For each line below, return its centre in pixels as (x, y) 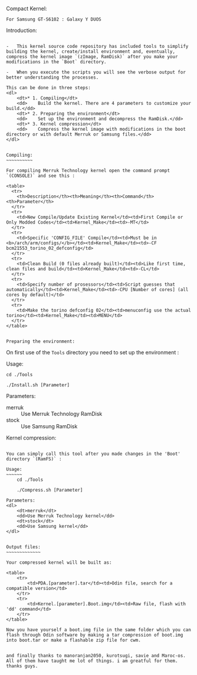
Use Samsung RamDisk (49, 426)
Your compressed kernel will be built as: (59, 563)
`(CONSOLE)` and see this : (41, 176)
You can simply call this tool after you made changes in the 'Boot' (93, 454)
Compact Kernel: (27, 9)
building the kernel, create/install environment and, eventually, (91, 51)
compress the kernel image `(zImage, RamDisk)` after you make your (92, 57)
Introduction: (22, 30)
